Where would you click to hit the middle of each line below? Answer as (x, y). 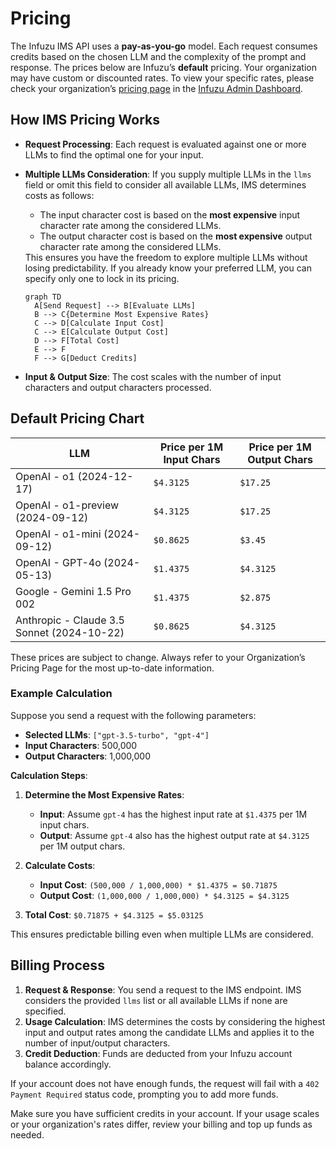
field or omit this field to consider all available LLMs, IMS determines (165, 184)
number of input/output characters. (97, 1043)
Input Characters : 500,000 (81, 745)
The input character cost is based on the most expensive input (170, 214)
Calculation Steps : (49, 775)
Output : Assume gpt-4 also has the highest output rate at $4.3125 (174, 835)
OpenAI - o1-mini (58, 534)
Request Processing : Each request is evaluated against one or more (165, 144)
